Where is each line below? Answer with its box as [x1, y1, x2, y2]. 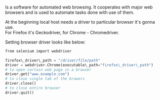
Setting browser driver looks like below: [5, 39, 85, 45]
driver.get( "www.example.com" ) [5, 72, 70, 77]
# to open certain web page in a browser [5, 67, 92, 72]
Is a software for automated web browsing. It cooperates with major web [5, 4, 153, 10]
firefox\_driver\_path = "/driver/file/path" [5, 58, 100, 63]
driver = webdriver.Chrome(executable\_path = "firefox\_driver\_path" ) [5, 62, 154, 67]
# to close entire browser [5, 86, 61, 91]
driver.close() [5, 81, 37, 86]
